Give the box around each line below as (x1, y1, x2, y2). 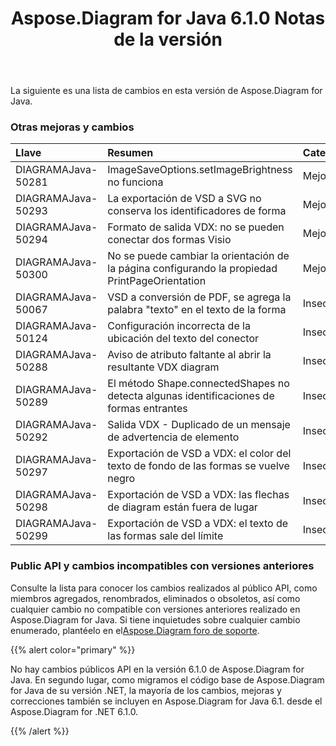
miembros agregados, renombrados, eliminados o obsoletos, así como (10, 592, 301, 604)
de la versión (113, 28, 223, 51)
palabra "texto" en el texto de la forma (107, 303, 287, 317)
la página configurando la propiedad (107, 262, 278, 276)
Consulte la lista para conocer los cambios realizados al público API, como (10, 582, 318, 594)
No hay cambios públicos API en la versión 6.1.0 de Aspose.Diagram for (10, 663, 305, 675)
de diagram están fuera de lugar (107, 500, 258, 514)
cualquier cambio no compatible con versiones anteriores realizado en (10, 603, 301, 615)
